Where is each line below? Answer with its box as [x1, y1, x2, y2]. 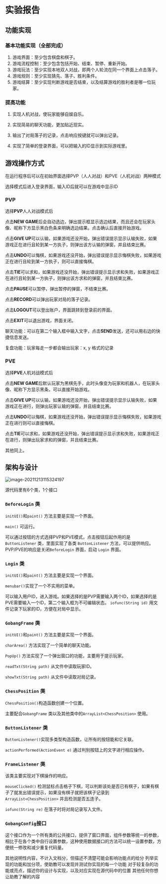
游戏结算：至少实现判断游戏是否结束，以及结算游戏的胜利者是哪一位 [12, 79, 152, 85]
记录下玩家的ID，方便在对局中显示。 [9, 606, 83, 612]
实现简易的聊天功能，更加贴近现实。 [12, 122, 87, 128]
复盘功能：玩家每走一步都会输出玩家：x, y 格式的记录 [5, 345, 114, 351]
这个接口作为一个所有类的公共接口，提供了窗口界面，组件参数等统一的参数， [5, 832, 162, 838]
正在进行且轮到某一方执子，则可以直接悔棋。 [5, 259, 97, 265]
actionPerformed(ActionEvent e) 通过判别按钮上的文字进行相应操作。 [5, 747, 147, 753]
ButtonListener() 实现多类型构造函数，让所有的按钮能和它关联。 [5, 736, 136, 742]
